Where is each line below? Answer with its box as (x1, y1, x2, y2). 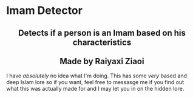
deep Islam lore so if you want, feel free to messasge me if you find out (6, 79, 185, 85)
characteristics (72, 37, 132, 47)
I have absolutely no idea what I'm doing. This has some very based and (6, 72, 187, 79)
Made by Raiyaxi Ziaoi (59, 56, 144, 67)
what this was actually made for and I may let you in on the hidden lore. (6, 85, 185, 92)
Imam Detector (6, 4, 83, 18)
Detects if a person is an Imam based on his (18, 28, 186, 38)
